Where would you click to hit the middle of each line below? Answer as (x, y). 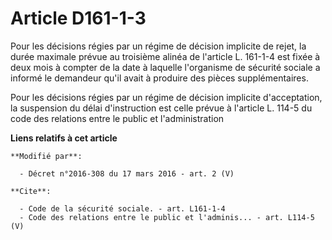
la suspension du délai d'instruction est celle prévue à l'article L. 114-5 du (161, 108)
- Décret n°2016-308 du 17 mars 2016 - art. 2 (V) (127, 173)
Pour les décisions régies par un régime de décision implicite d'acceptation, (166, 97)
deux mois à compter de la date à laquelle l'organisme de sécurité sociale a (165, 67)
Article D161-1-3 (78, 18)
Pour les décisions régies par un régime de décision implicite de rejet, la (158, 46)
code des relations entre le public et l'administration (117, 118)
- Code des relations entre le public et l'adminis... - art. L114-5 (167, 217)
